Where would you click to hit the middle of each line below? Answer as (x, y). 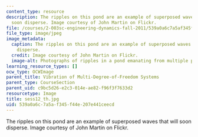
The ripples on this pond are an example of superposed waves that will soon (99, 121)
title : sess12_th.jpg (33, 99)
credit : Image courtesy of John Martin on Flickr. (75, 55)
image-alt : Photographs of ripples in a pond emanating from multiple (100, 61)
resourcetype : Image (32, 93)
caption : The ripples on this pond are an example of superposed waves (101, 45)
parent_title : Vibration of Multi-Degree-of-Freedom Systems (83, 77)
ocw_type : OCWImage (30, 72)
